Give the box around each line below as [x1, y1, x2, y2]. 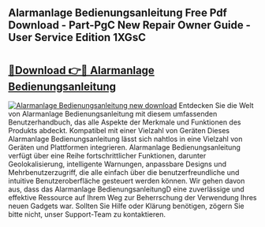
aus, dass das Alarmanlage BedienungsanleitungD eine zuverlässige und [8, 184, 244, 194]
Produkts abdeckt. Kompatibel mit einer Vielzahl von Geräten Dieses [8, 126, 230, 135]
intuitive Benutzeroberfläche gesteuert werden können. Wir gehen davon [8, 177, 245, 185]
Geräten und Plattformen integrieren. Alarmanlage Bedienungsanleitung [8, 143, 241, 152]
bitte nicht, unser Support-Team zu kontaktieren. [8, 210, 166, 219]
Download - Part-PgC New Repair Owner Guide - [8, 19, 251, 32]
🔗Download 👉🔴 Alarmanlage [8, 63, 155, 77]
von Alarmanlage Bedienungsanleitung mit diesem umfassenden [8, 110, 218, 118]
